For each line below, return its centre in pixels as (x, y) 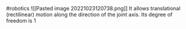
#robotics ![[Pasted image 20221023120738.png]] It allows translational (93, 8)
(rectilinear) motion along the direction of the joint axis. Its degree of (89, 14)
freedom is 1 (21, 21)
